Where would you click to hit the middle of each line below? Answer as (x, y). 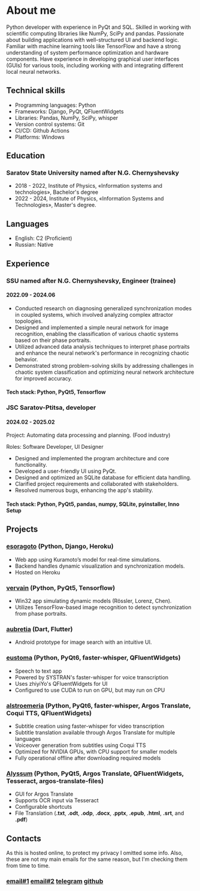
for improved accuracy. (44, 378)
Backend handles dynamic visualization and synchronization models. (100, 566)
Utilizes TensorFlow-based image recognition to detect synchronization (103, 607)
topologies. (29, 321)
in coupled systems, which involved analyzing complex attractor (94, 314)
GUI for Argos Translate (44, 794)
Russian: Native (34, 245)
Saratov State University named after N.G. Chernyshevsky (93, 173)
